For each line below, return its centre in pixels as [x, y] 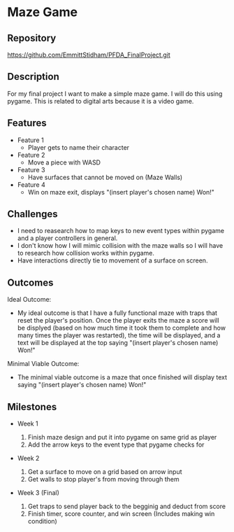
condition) [42, 521]
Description [33, 77]
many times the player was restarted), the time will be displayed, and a [119, 335]
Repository [32, 38]
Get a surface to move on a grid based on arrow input [105, 472]
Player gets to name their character [79, 147]
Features [27, 123]
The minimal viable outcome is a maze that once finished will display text [122, 377]
